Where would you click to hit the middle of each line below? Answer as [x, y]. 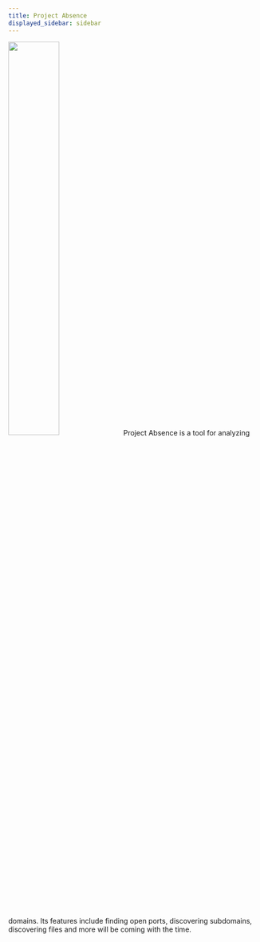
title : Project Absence [48, 16]
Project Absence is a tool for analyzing [187, 432]
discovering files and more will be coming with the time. [100, 929]
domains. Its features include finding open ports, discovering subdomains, [130, 920]
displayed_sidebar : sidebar [55, 23]
